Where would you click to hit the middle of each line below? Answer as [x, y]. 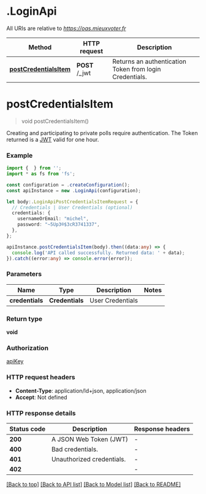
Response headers [162, 429]
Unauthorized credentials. [89, 459]
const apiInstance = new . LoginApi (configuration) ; [74, 191]
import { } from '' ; [34, 168]
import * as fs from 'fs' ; [41, 174]
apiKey [15, 361]
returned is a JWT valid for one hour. [53, 139]
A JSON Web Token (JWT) [90, 439]
